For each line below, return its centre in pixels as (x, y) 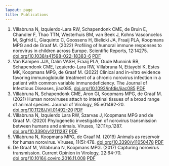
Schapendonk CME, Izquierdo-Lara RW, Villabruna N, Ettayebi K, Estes (86, 67)
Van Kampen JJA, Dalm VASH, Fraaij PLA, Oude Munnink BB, (76, 61)
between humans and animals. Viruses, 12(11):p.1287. (68, 126)
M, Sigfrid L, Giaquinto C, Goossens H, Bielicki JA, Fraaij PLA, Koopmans (88, 40)
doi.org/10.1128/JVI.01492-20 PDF (48, 110)
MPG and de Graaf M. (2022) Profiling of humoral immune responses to (87, 45)
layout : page (19, 10)
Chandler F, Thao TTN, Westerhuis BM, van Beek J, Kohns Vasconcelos (87, 34)
